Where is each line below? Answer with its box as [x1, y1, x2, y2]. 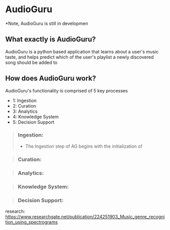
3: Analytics [12, 108, 38, 114]
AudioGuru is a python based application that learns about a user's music [5, 48, 159, 54]
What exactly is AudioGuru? [5, 35, 96, 44]
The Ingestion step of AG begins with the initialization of [25, 143, 143, 149]
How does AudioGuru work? [5, 74, 96, 83]
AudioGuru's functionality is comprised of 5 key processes [5, 87, 128, 93]
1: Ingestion [12, 97, 37, 104]
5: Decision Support [12, 119, 54, 125]
